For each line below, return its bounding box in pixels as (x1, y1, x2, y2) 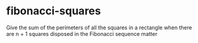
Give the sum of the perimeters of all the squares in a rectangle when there (6, 24, 193, 31)
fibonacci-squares (6, 4, 101, 18)
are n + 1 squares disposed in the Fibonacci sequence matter (6, 30, 158, 37)
